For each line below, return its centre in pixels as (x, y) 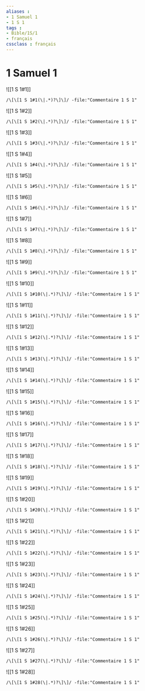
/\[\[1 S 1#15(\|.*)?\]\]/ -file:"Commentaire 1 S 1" (73, 402)
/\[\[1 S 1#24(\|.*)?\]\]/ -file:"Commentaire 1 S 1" (73, 596)
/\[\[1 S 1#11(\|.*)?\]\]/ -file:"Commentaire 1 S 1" (73, 316)
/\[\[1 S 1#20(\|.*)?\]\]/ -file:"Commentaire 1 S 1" (73, 510)
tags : (14, 28)
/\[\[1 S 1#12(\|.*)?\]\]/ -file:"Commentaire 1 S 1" (73, 337)
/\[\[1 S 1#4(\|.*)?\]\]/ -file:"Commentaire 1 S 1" (72, 164)
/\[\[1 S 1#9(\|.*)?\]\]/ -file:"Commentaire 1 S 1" (72, 273)
